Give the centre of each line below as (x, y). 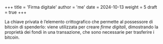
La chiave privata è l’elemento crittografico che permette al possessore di (79, 22)
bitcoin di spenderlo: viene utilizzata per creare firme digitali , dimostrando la (81, 27)
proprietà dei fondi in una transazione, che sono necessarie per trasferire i (80, 32)
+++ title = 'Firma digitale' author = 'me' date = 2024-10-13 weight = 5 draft (81, 7)
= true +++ (16, 12)
